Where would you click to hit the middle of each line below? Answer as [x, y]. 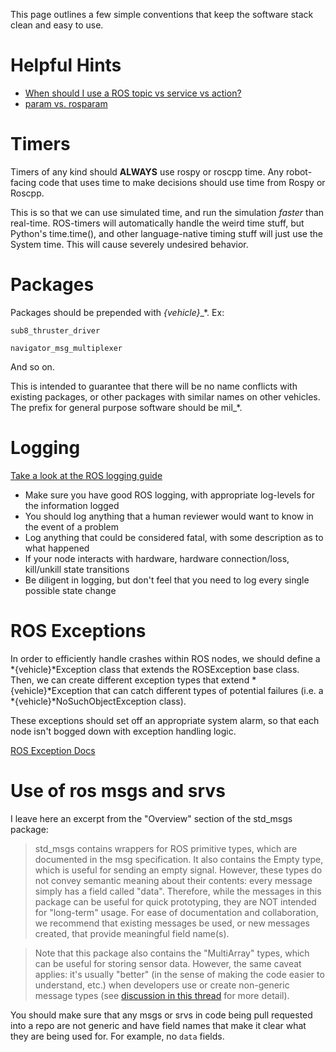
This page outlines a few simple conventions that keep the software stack [162, 14]
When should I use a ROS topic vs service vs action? [133, 93]
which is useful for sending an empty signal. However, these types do [178, 870]
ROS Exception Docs [53, 750]
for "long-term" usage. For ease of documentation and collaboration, [176, 912]
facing [23, 182]
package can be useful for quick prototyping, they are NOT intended [175, 901]
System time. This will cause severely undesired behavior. [129, 244]
